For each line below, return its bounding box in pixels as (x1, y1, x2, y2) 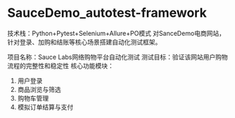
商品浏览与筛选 (17, 85, 61, 93)
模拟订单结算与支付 (17, 103, 74, 111)
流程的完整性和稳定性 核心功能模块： (7, 61, 114, 70)
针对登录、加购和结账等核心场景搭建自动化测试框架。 (7, 37, 162, 46)
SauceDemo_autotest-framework (7, 5, 208, 21)
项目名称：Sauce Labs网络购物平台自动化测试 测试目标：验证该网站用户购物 (7, 53, 228, 61)
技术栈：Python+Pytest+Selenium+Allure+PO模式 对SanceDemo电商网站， (7, 29, 226, 37)
